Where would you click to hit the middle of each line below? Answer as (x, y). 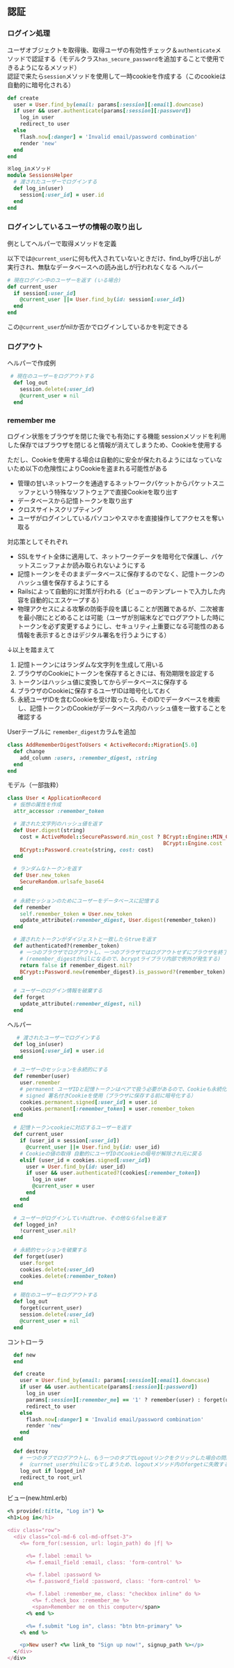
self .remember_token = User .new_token (76, 914)
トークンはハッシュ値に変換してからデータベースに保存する (102, 682)
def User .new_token (42, 875)
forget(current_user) (51, 1308)
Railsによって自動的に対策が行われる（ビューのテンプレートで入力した (118, 591)
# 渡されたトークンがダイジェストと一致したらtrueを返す (85, 939)
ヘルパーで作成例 (32, 363)
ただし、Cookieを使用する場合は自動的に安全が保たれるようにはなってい (112, 460)
